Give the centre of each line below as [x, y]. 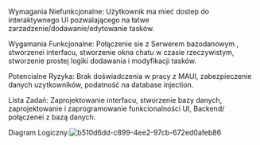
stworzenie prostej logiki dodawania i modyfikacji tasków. [103, 61]
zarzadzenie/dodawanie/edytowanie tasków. [81, 28]
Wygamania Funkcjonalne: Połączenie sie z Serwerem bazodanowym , [124, 44]
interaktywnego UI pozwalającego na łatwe [79, 20]
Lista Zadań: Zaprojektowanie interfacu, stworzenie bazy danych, [115, 100]
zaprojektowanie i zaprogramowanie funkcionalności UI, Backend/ [116, 108]
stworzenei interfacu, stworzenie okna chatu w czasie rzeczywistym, [121, 52]
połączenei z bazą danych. [52, 117]
